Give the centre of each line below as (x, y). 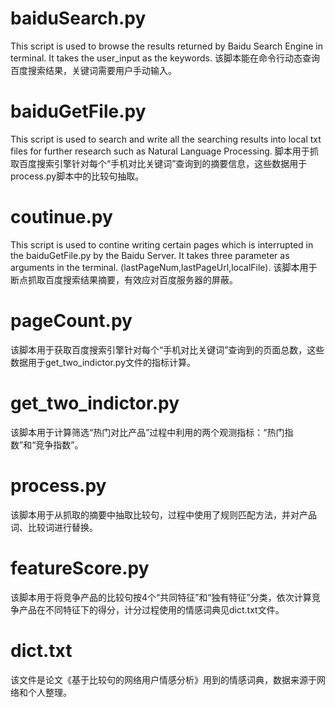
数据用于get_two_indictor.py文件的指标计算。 (103, 362)
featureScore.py (80, 568)
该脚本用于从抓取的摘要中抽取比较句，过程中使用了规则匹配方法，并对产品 (163, 514)
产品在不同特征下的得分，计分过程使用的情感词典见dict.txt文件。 (151, 609)
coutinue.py (61, 217)
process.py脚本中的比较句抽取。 (77, 176)
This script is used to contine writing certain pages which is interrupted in (162, 244)
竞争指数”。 (59, 444)
